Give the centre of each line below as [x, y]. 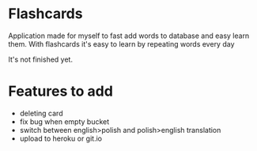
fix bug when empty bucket [64, 121]
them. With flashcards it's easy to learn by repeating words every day [121, 43]
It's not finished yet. [41, 59]
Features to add [60, 91]
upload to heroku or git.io [61, 138]
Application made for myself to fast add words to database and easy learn [129, 36]
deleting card [41, 113]
